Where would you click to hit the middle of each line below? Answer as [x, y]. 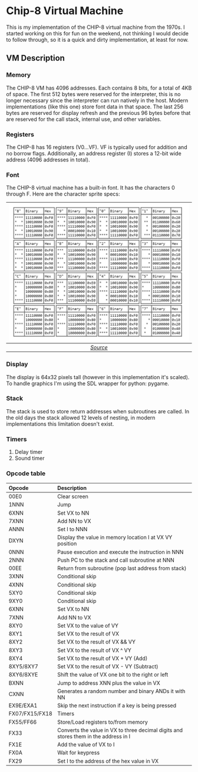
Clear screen [73, 496]
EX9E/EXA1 [23, 705]
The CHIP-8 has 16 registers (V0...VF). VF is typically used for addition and [97, 147]
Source [99, 347]
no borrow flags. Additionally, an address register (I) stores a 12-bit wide [94, 153]
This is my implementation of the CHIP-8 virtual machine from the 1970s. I [95, 27]
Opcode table [26, 473]
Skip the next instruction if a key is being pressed [117, 705]
